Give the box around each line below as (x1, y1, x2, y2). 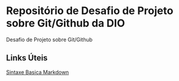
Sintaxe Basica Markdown (6, 69, 69, 76)
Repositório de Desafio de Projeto (6, 4, 174, 18)
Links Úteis (6, 53, 48, 63)
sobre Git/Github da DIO (6, 16, 125, 30)
